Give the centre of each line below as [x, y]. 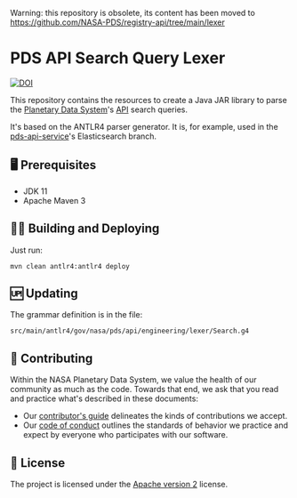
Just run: [27, 250]
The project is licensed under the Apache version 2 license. [119, 484]
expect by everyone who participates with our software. [125, 435]
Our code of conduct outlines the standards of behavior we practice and [155, 425]
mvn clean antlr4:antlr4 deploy [70, 266]
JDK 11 [35, 191]
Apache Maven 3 [54, 200]
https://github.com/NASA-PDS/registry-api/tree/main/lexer [117, 22]
